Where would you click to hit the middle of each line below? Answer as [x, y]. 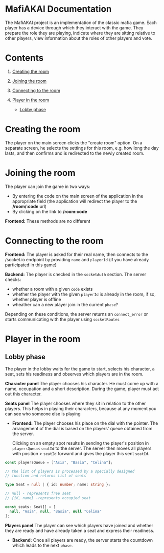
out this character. [23, 394]
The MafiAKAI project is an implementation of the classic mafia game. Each [81, 23]
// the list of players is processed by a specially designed [70, 471]
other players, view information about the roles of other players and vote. [79, 38]
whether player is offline [36, 299]
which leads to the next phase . [42, 545]
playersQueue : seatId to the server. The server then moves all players [82, 448]
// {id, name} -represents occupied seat [48, 498]
